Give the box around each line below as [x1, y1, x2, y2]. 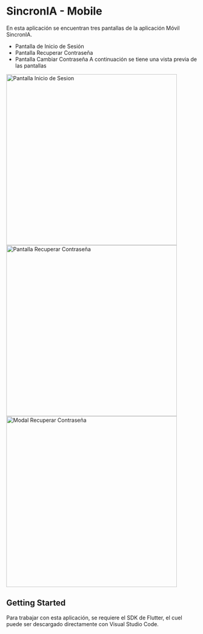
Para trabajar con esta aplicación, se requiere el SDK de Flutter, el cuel [6, 614, 183, 621]
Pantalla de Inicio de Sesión [15, 43, 85, 50]
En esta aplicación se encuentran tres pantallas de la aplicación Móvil [6, 24, 180, 32]
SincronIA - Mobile [6, 4, 103, 18]
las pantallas [15, 62, 47, 69]
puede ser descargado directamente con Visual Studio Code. [6, 620, 159, 627]
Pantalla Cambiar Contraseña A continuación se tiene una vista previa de [15, 55, 197, 63]
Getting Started [6, 598, 66, 608]
